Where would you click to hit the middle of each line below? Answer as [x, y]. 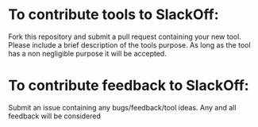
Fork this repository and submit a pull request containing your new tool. [125, 37]
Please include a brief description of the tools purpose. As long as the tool [130, 44]
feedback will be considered [55, 116]
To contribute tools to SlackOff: [114, 15]
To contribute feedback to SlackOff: [129, 86]
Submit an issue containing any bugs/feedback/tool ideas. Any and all [122, 107]
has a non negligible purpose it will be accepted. [87, 53]
